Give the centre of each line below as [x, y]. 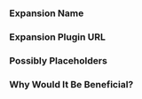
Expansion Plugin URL [58, 36]
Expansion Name [47, 13]
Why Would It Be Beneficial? [71, 84]
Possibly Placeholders [59, 60]
